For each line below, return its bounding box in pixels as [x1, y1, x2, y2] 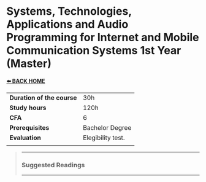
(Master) [6, 57, 52, 71]
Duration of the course [9, 93, 77, 102]
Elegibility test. [82, 133, 125, 142]
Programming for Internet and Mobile [6, 31, 199, 44]
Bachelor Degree [82, 123, 132, 132]
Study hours [9, 103, 47, 112]
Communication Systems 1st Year [6, 44, 181, 58]
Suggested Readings [21, 160, 85, 169]
